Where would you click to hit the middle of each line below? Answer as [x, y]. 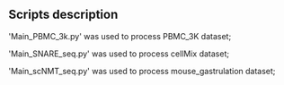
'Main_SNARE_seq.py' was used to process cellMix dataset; [119, 54]
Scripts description [63, 15]
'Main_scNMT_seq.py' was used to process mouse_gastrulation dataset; [142, 71]
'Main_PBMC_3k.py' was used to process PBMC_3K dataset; [120, 36]
